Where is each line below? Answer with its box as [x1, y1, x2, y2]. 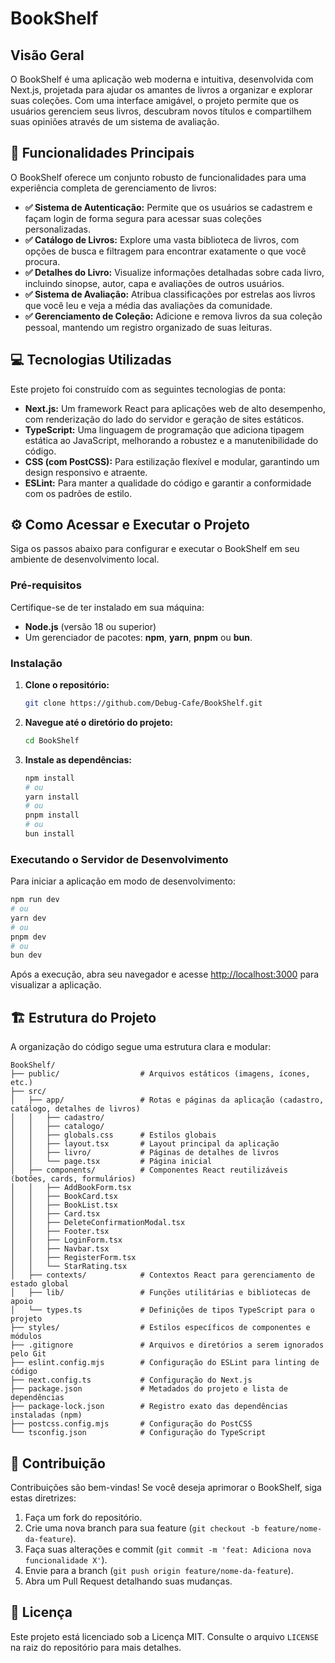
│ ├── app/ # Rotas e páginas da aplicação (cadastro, [10, 1095, 325, 1106]
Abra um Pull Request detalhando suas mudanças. [24, 1575, 233, 1587]
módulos [10, 1332, 43, 1342]
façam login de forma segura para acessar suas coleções [24, 212, 262, 224]
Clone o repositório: [24, 679, 110, 691]
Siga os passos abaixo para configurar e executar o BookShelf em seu [10, 543, 300, 555]
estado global [10, 1279, 70, 1289]
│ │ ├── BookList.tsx [10, 1200, 118, 1211]
